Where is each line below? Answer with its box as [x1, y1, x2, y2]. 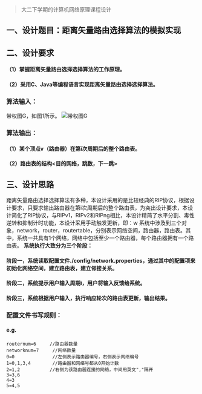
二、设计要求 [6, 48, 54, 58]
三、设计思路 [6, 179, 54, 189]
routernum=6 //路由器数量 [6, 341, 78, 347]
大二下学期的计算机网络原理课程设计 [21, 6, 112, 13]
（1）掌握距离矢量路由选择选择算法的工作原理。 [6, 66, 126, 73]
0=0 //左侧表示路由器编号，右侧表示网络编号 [6, 354, 139, 360]
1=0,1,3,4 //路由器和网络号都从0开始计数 [6, 360, 119, 367]
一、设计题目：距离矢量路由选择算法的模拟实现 [6, 25, 181, 36]
